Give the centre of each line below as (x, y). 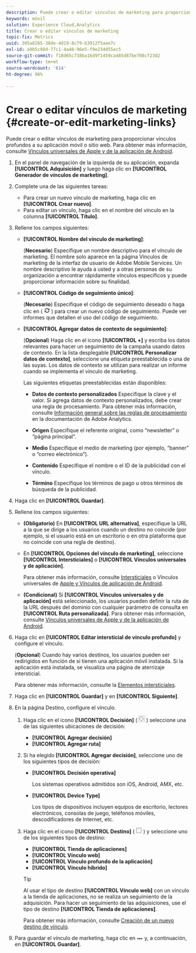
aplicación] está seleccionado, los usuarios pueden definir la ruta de (106, 601)
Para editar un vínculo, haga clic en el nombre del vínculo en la (99, 210)
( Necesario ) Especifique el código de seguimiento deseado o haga (104, 304)
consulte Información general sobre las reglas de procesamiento (109, 413)
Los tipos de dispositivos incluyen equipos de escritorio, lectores (110, 807)
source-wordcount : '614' (36, 68)
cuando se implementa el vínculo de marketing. (80, 372)
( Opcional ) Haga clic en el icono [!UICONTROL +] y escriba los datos (106, 341)
